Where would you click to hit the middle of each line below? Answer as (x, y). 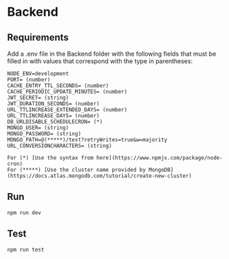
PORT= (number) (29, 80)
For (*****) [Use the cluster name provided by (77, 170)
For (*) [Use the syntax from (51, 158)
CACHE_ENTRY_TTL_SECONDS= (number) (58, 86)
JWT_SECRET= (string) (38, 98)
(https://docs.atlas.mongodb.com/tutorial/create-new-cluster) (100, 176)
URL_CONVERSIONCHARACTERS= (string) (59, 146)
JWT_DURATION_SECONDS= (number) (53, 104)
